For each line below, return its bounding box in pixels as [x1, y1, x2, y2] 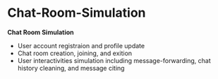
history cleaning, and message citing [17, 64, 125, 72]
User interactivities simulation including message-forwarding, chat [17, 56, 211, 64]
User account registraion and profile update [17, 41, 145, 50]
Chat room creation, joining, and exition [17, 49, 133, 57]
